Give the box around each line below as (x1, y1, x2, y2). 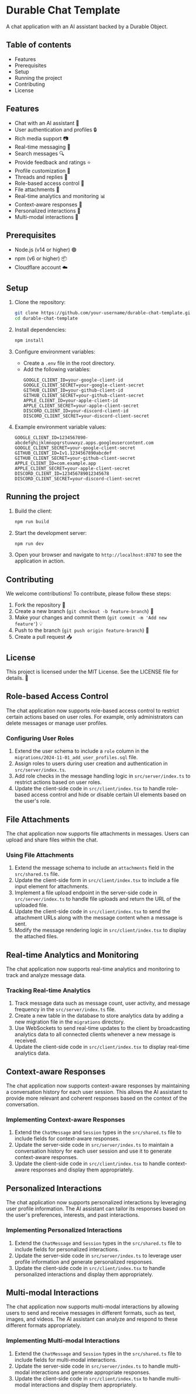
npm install (14, 337, 44, 344)
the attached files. (14, 933, 59, 940)
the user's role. (14, 797, 51, 804)
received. (14, 1037, 37, 1044)
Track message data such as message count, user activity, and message (14, 999, 190, 1007)
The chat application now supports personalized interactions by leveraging (6, 1199, 187, 1206)
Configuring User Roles (6, 734, 74, 742)
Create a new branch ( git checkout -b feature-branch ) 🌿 (14, 608, 154, 615)
